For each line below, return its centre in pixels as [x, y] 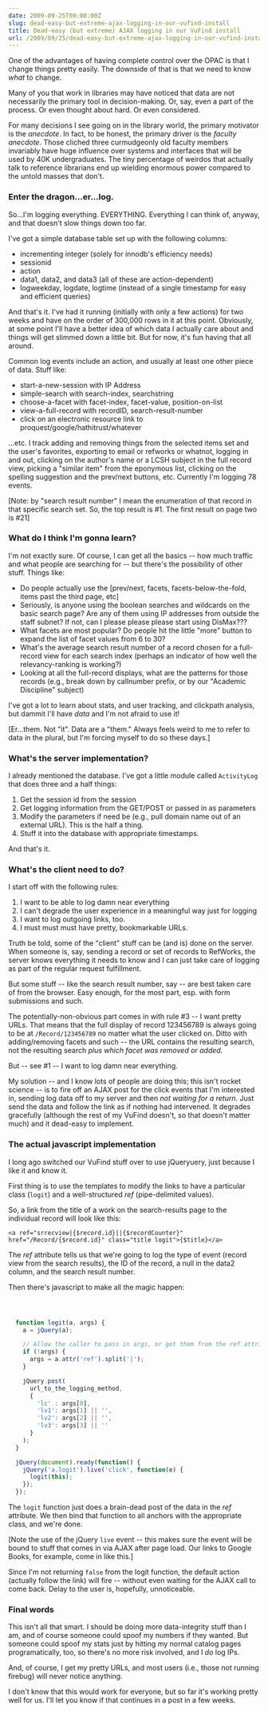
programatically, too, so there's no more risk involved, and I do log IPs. [124, 1652]
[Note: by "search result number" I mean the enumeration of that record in [130, 500]
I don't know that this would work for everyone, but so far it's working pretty [133, 1691]
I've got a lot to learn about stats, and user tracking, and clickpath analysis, [132, 705]
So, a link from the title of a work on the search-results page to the [118, 1210]
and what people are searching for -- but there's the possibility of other [126, 564]
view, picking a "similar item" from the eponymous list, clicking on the [122, 468]
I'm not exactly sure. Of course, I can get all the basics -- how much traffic [131, 555]
